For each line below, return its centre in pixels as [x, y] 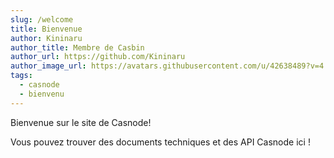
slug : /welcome [42, 19]
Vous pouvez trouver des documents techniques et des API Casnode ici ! [160, 142]
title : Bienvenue [46, 29]
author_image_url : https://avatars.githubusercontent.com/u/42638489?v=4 [167, 66]
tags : [21, 76]
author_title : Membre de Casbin [77, 47]
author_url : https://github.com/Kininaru [98, 57]
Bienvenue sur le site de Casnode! [81, 122]
